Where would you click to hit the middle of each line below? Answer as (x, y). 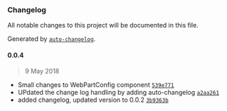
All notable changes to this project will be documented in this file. (103, 25)
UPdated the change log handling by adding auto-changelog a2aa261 (118, 92)
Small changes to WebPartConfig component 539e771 (96, 84)
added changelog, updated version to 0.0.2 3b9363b (93, 100)
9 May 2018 (42, 71)
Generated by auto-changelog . (52, 39)
